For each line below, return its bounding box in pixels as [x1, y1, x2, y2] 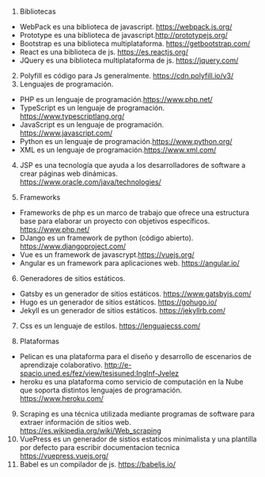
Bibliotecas [19, 7, 57, 16]
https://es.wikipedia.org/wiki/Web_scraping [19, 426, 161, 435]
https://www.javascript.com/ [19, 128, 113, 138]
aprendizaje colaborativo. [19, 360, 103, 369]
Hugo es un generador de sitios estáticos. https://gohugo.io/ [19, 297, 218, 307]
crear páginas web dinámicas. [19, 169, 119, 178]
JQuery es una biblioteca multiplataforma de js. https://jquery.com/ [19, 55, 239, 65]
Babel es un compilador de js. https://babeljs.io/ [19, 460, 176, 469]
